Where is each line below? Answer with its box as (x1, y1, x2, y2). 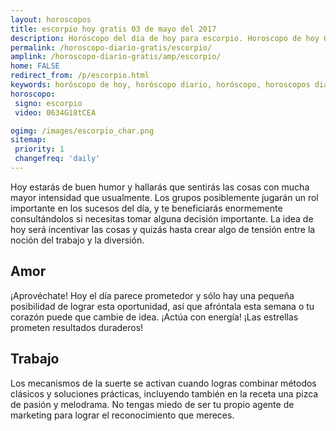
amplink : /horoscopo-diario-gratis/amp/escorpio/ (10, 52, 222, 62)
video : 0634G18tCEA (14, 107, 97, 118)
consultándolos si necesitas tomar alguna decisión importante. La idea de (10, 212, 314, 225)
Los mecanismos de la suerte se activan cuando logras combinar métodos (10, 377, 317, 389)
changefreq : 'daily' (14, 154, 101, 164)
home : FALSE (10, 61, 60, 71)
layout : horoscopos (10, 14, 92, 25)
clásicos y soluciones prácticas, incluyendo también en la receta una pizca (10, 387, 319, 400)
